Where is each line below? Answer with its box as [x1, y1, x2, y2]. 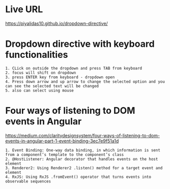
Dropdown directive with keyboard [5, 38, 155, 50]
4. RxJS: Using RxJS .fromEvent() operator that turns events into [5, 174, 152, 179]
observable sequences [5, 179, 51, 184]
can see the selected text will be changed [5, 83, 99, 88]
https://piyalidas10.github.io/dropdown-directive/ [5, 20, 108, 26]
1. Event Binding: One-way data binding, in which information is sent [5, 147, 160, 153]
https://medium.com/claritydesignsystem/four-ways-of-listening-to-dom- [5, 132, 160, 138]
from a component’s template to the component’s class [5, 152, 124, 157]
